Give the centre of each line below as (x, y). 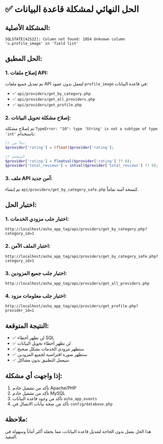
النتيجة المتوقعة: (27, 326)
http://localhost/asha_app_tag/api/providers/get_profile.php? (72, 306)
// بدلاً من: (16, 143)
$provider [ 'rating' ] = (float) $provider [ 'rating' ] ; (59, 148)
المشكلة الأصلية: (28, 28)
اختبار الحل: (21, 205)
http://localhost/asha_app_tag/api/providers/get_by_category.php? (76, 229)
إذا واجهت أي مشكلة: (34, 376)
